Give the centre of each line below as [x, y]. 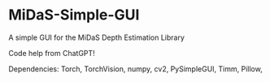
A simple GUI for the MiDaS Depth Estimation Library [96, 37]
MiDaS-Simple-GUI [74, 15]
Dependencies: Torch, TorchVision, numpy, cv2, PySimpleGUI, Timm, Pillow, [135, 69]
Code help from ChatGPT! [52, 53]
